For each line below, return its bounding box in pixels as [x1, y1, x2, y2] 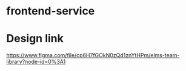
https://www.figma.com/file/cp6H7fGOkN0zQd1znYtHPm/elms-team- [6, 52, 180, 59]
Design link [6, 32, 64, 46]
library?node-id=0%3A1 [6, 58, 66, 66]
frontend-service [6, 4, 95, 18]
